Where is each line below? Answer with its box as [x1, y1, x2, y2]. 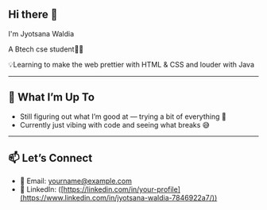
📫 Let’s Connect [8, 151, 93, 165]
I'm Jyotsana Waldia [8, 29, 75, 38]
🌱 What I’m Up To [8, 90, 95, 104]
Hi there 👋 [8, 8, 58, 21]
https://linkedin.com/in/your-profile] [63, 185, 181, 194]
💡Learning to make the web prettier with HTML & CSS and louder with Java [8, 59, 254, 69]
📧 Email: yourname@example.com [19, 176, 133, 186]
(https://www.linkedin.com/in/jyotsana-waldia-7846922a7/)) [19, 193, 218, 203]
